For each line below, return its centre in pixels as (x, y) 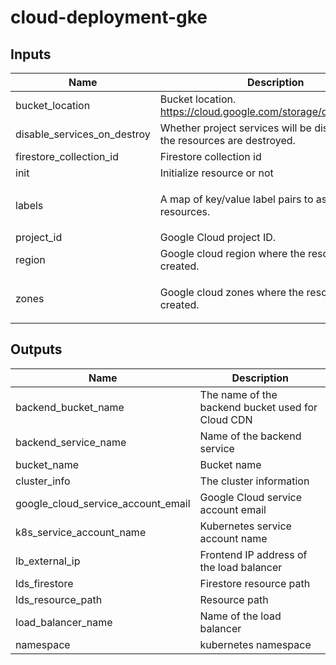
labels (29, 205)
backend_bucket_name (70, 407)
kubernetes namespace (255, 644)
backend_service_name (71, 442)
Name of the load (240, 616)
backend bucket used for (258, 407)
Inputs (31, 54)
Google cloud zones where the (232, 292)
